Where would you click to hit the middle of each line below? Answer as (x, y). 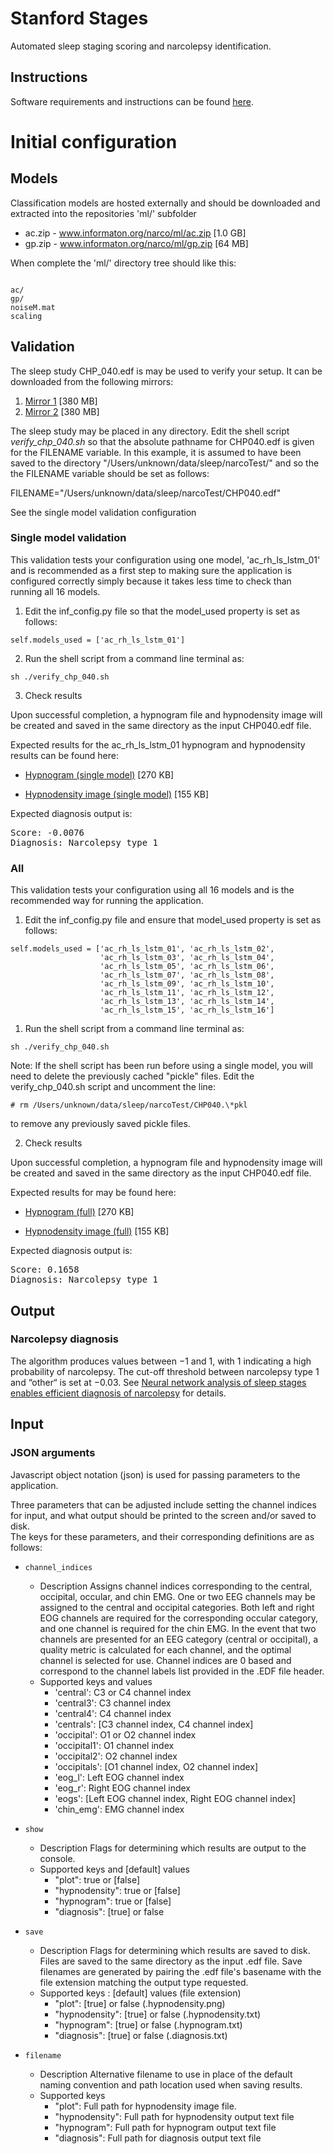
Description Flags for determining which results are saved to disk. (175, 1950)
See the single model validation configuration (103, 512)
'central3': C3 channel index (113, 1703)
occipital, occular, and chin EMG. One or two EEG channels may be (177, 1596)
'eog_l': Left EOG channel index (119, 1777)
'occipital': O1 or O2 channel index (125, 1734)
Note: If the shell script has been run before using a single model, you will (161, 1066)
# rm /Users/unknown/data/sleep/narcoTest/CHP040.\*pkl (129, 1105)
